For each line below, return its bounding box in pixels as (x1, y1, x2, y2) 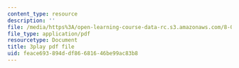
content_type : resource (7, 10, 78, 18)
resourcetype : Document (7, 37, 78, 44)
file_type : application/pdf (7, 30, 91, 38)
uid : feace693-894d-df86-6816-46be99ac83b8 (7, 50, 139, 57)
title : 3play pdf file (7, 43, 75, 50)
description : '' (7, 17, 55, 24)
